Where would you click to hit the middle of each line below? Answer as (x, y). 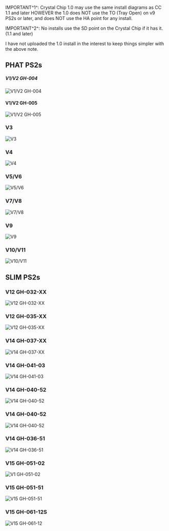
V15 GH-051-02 (25, 463)
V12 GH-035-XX (26, 316)
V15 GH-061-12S (26, 512)
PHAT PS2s (24, 65)
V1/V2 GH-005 (21, 103)
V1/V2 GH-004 (22, 78)
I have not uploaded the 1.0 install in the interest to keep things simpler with (85, 44)
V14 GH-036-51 (25, 439)
